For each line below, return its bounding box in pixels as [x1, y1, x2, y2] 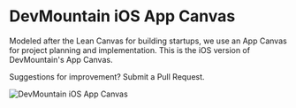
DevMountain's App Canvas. [9, 54, 113, 65]
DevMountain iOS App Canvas [9, 6, 236, 27]
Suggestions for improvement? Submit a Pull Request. [9, 71, 205, 81]
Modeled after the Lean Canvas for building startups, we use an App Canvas [9, 35, 287, 46]
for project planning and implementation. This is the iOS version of [9, 44, 250, 55]
